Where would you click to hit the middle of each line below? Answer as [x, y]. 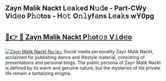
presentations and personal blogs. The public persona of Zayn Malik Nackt [83, 63]
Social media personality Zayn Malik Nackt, [109, 52]
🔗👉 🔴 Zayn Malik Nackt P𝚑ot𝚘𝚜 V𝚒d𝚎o [69, 37]
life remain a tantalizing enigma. [38, 73]
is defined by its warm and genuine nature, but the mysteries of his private [83, 68]
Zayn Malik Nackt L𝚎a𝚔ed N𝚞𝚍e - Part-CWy [76, 8]
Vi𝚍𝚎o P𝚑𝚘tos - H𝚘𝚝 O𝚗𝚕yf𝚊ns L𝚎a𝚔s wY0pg [80, 16]
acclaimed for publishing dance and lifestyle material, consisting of [75, 57]
